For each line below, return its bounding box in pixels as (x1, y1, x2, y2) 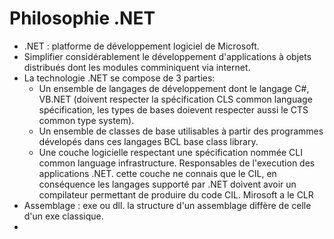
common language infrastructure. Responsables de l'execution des (38, 157, 316, 169)
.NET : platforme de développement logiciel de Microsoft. (23, 40, 260, 52)
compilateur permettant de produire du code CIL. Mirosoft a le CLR (38, 188, 314, 201)
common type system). (38, 114, 135, 126)
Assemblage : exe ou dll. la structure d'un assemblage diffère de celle (23, 199, 312, 211)
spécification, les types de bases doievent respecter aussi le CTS (38, 103, 309, 116)
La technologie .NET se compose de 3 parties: (23, 72, 216, 84)
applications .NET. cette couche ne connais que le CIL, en (38, 167, 277, 179)
